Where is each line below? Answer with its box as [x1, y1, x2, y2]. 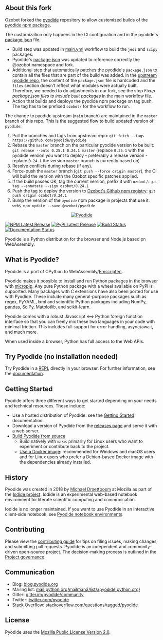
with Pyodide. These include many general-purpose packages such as [5, 293, 147, 299]
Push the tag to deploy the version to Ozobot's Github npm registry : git [12, 188, 156, 193]
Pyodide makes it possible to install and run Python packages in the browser [5, 278, 158, 284]
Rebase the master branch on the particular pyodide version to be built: [12, 142, 155, 148]
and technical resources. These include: [5, 403, 86, 409]
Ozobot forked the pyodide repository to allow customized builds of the [5, 17, 148, 22]
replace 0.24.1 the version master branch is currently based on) [12, 157, 140, 163]
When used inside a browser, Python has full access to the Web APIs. [5, 338, 145, 344]
